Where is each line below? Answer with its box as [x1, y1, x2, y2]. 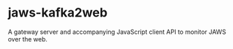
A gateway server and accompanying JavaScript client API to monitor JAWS [8, 28, 226, 36]
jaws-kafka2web [8, 5, 107, 21]
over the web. [8, 35, 48, 43]
